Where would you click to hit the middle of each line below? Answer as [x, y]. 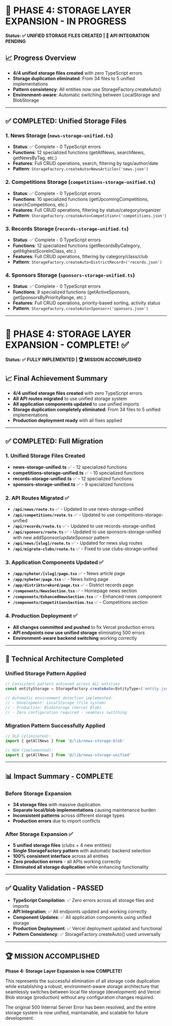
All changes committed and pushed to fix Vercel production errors [83, 627]
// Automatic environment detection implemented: [59, 698]
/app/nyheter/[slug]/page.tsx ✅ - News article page [69, 574]
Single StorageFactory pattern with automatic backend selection [82, 851]
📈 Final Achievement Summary [57, 378]
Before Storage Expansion [38, 793]
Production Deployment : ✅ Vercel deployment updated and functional [87, 929]
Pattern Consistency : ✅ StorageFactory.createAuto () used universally [87, 934]
